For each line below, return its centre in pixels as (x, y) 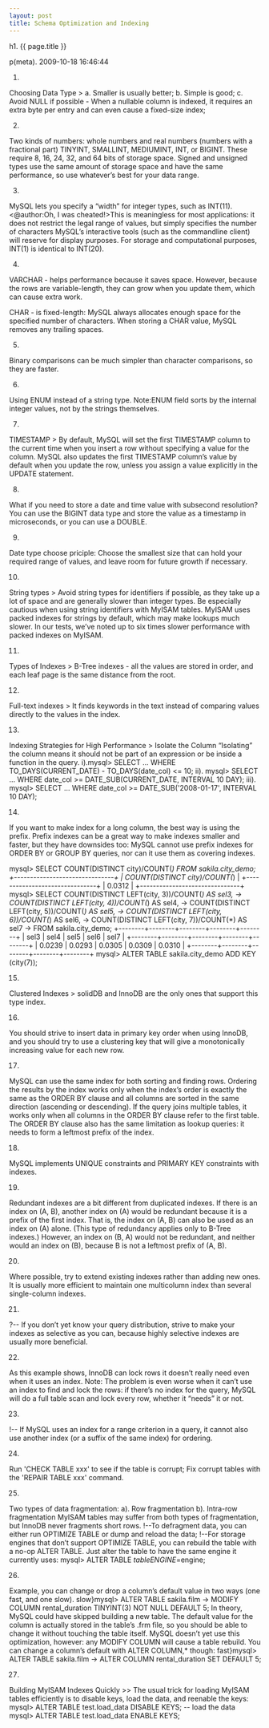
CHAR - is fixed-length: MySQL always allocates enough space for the (125, 312)
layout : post (31, 16)
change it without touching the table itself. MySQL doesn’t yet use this (124, 1633)
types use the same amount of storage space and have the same (116, 166)
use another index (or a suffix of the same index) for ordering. (111, 1438)
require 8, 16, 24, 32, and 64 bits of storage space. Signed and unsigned (128, 158)
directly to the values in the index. (65, 714)
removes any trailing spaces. (56, 329)
